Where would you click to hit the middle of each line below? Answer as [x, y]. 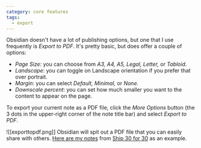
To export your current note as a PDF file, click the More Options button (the [100, 108]
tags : [13, 17]
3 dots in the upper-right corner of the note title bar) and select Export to [97, 114]
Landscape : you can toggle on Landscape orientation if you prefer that [103, 71]
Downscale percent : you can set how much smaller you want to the [98, 90]
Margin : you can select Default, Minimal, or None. [77, 83]
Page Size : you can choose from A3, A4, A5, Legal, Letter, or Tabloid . [101, 64]
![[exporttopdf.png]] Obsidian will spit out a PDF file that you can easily [94, 132]
